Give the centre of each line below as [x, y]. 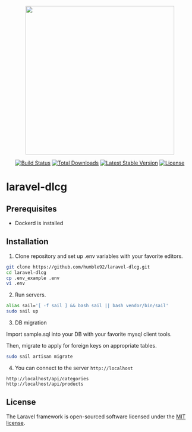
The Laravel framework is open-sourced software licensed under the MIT [96, 417]
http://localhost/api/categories [48, 379]
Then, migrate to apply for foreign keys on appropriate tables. [81, 346]
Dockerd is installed [39, 223]
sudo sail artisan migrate [40, 357]
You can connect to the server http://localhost [74, 368]
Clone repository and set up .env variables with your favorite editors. [99, 256]
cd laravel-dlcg [26, 272]
